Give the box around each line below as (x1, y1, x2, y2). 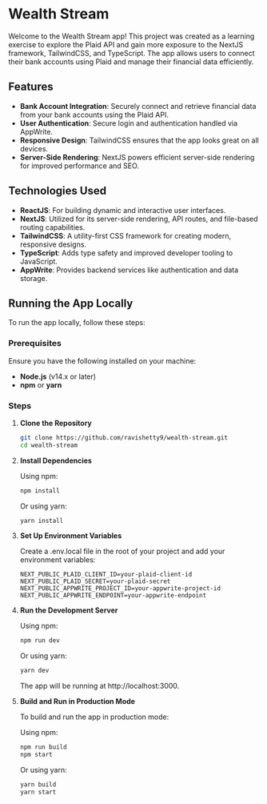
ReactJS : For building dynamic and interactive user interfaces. (19, 205, 226, 215)
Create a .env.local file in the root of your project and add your (19, 546, 225, 557)
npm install (19, 486, 60, 495)
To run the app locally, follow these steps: (8, 318, 145, 328)
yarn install (19, 517, 64, 525)
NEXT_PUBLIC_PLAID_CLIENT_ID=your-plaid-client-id (19, 570, 193, 579)
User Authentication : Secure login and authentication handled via (19, 118, 238, 128)
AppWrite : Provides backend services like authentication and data (19, 265, 239, 275)
